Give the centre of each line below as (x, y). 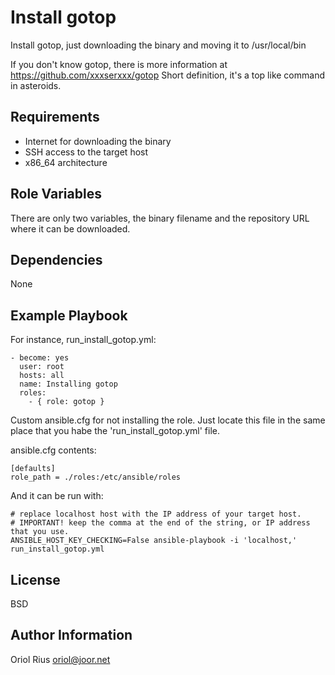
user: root (42, 367)
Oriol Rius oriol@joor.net (60, 659)
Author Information (71, 635)
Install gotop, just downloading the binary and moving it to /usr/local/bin (158, 45)
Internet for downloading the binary (98, 141)
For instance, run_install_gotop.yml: (83, 340)
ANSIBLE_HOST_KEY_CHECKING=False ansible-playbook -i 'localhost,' (154, 541)
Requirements (55, 117)
